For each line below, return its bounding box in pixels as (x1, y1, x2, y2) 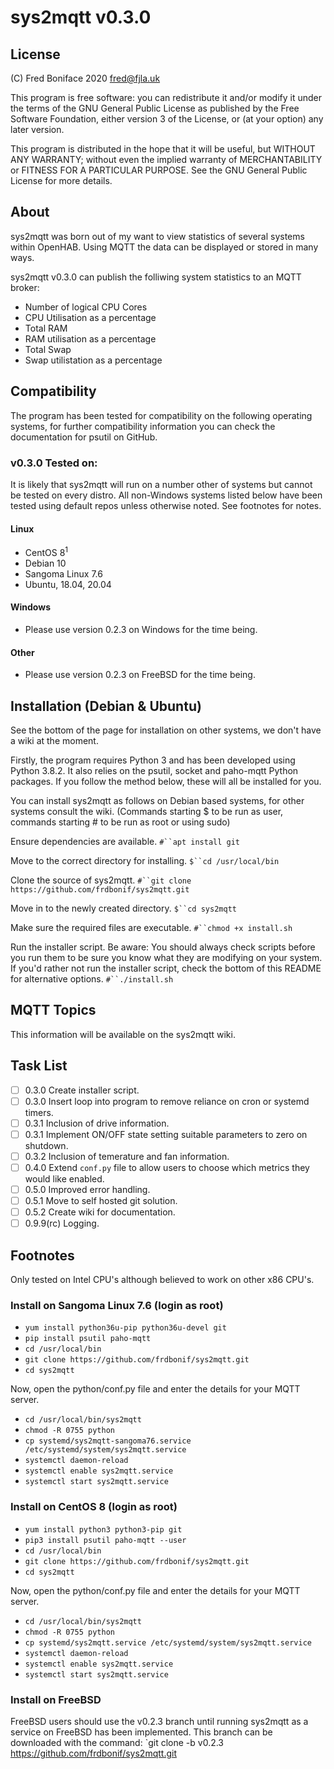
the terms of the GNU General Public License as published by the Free (10, 102, 300, 114)
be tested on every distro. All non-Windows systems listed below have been (10, 489, 323, 501)
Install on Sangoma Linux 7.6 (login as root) (10, 1298, 224, 1312)
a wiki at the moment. (10, 735, 99, 746)
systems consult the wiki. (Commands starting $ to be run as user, (10, 806, 284, 817)
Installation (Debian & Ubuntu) (10, 697, 202, 715)
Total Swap (24, 343, 72, 355)
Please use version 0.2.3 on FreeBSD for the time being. (24, 669, 256, 681)
